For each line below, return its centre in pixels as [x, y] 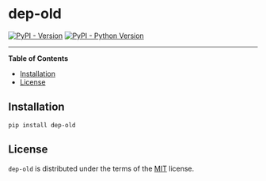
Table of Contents [38, 58]
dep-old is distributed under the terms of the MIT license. [101, 168]
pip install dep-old [42, 125]
